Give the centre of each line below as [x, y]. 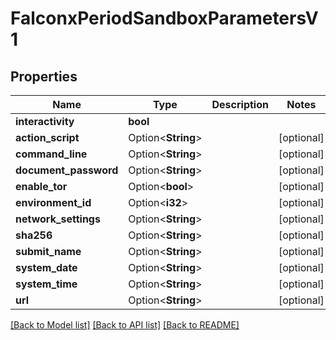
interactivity [45, 121]
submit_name [48, 251]
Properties [44, 76]
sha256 [34, 235]
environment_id [53, 202]
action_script [47, 137]
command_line [51, 154]
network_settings [58, 219]
